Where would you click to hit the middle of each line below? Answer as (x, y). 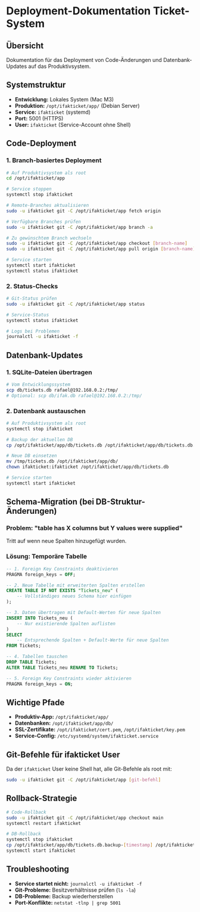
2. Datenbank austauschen (46, 411)
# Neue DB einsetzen (32, 456)
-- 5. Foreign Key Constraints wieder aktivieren (69, 678)
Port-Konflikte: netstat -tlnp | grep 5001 (68, 902)
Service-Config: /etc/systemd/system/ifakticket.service (87, 736)
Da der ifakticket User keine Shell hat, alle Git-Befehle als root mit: (89, 769)
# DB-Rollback (24, 834)
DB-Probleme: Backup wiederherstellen (64, 896)
